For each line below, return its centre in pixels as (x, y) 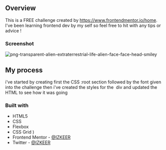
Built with (17, 105)
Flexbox (20, 127)
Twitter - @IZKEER (31, 143)
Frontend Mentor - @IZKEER (41, 137)
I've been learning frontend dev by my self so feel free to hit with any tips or (83, 25)
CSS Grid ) (23, 132)
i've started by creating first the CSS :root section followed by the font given (83, 82)
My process (24, 70)
